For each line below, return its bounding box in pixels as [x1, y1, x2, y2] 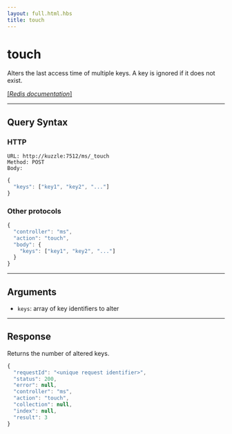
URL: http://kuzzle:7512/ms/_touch [7, 153, 110, 160]
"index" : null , [13, 407, 57, 415]
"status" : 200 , [13, 375, 57, 382]
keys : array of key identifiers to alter [17, 304, 119, 312]
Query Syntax [7, 116, 68, 128]
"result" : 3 [13, 414, 48, 421]
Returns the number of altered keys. [7, 349, 110, 357]
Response [7, 331, 52, 343]
